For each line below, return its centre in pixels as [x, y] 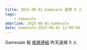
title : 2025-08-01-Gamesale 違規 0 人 [44, 10]
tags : [11, 14]
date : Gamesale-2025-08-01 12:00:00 [43, 28]
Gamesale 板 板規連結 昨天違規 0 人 [41, 43]
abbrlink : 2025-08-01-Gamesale [37, 23]
